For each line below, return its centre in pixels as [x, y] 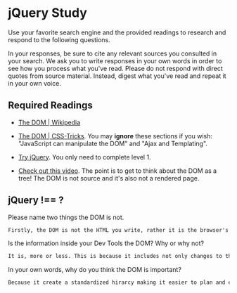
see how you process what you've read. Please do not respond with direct [116, 68]
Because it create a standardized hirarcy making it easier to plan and [117, 282]
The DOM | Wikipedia [49, 122]
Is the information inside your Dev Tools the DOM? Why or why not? [106, 243]
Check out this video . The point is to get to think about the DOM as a [117, 171]
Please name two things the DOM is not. [66, 217]
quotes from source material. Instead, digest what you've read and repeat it [117, 76]
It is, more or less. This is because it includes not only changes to [115, 256]
